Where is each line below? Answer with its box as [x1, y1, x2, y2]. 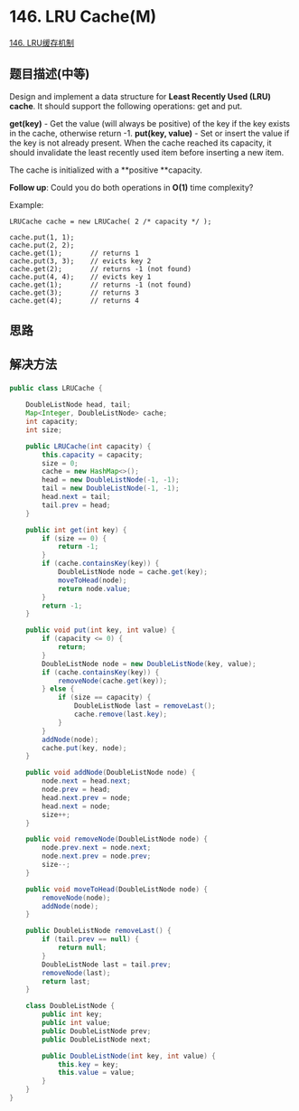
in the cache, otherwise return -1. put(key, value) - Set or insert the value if [9, 127, 290, 138]
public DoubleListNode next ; [42, 1035, 152, 1044]
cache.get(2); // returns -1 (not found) [9, 264, 192, 273]
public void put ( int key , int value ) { [25, 626, 176, 635]
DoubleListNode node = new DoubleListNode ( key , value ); [42, 659, 257, 668]
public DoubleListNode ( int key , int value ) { [42, 1051, 217, 1060]
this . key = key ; [57, 1059, 119, 1069]
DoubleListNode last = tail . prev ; [42, 960, 172, 969]
